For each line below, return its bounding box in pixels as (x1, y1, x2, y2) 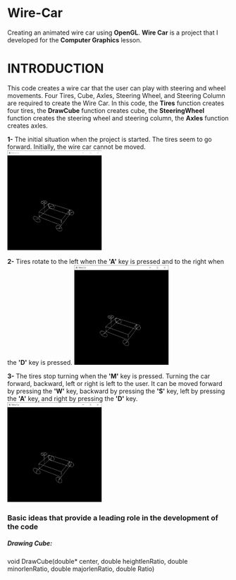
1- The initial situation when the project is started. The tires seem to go (7, 135, 213, 143)
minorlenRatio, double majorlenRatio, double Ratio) (7, 564, 155, 573)
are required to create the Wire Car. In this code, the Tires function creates (7, 99, 225, 107)
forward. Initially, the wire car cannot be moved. (7, 143, 146, 151)
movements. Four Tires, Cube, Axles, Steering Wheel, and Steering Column (7, 91, 225, 99)
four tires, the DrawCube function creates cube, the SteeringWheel (7, 106, 205, 114)
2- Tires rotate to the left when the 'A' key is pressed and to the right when (7, 257, 224, 265)
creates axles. (7, 121, 48, 130)
